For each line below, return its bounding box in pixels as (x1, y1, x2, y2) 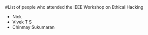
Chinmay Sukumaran (12, 24, 55, 30)
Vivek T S (12, 19, 32, 25)
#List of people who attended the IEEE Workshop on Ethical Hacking (5, 4, 144, 10)
